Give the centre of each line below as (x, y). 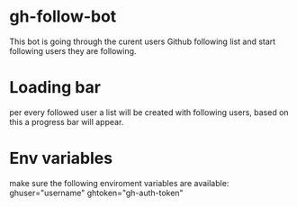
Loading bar (55, 88)
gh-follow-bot (63, 17)
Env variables (61, 158)
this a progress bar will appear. (67, 121)
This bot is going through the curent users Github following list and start (143, 41)
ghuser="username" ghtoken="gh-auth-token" (96, 193)
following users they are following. (73, 50)
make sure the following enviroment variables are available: (119, 183)
